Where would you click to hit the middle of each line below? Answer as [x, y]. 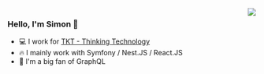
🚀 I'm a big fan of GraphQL [62, 62]
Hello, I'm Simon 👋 [43, 24]
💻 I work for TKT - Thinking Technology [84, 41]
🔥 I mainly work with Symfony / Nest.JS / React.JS [100, 53]
